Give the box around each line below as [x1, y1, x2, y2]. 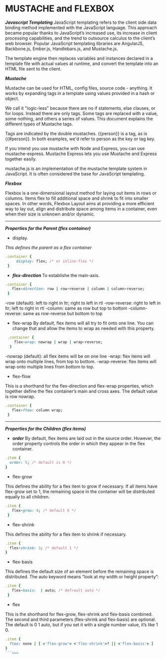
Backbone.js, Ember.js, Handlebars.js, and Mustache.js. [5, 46, 118, 52]
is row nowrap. [5, 393, 36, 399]
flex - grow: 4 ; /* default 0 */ [11, 508, 77, 513]
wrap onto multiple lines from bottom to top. [5, 364, 95, 370]
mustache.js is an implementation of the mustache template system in [5, 165, 147, 171]
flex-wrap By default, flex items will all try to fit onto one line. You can [12, 320, 154, 326]
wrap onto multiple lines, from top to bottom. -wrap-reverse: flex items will [5, 358, 157, 364]
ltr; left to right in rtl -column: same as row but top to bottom [5, 305, 127, 311]
